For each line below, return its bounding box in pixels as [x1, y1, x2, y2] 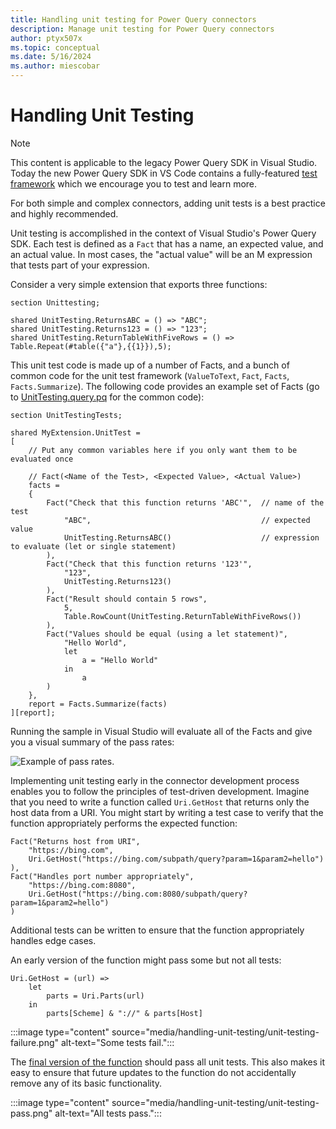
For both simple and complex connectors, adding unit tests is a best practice [10, 197, 326, 209]
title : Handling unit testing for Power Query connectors [10, 14, 257, 25]
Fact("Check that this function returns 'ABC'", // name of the [46, 497, 325, 508]
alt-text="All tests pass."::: [54, 1107, 162, 1119]
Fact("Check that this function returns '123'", [46, 559, 253, 569]
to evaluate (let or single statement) [10, 541, 177, 551]
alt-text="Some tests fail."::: [61, 1036, 175, 1048]
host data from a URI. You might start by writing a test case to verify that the [10, 806, 324, 818]
